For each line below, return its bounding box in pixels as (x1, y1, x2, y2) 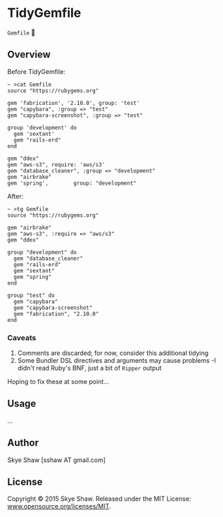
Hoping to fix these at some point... (7, 378, 109, 386)
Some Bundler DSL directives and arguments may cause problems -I (17, 356, 217, 365)
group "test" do (7, 292, 55, 299)
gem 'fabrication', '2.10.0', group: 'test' (7, 99, 140, 106)
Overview (7, 49, 51, 61)
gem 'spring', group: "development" (7, 180, 137, 187)
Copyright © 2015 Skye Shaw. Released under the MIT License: (7, 494, 191, 503)
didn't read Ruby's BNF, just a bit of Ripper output (17, 364, 162, 373)
